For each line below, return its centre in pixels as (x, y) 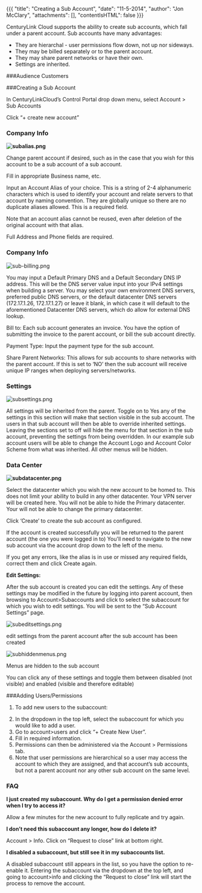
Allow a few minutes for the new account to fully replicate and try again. (96, 817)
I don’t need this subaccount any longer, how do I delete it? (81, 829)
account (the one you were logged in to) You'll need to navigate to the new (99, 539)
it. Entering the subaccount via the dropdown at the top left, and (104, 871)
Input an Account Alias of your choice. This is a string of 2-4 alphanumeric (99, 188)
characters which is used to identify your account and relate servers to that (99, 194)
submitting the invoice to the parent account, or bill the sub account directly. (101, 334)
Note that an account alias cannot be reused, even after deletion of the (94, 219)
